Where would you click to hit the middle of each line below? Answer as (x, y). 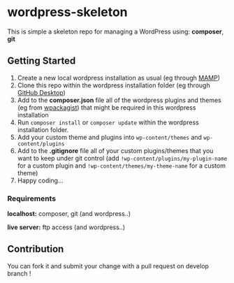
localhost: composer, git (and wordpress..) (69, 214)
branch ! (19, 273)
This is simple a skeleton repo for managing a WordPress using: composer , (116, 31)
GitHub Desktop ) (42, 92)
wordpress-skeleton (67, 12)
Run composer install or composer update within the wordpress (108, 122)
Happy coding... (41, 180)
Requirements (32, 198)
